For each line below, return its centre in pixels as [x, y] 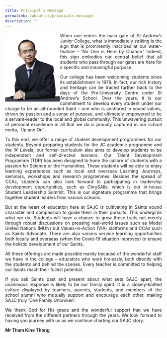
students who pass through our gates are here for [111, 62]
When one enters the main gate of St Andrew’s [111, 36]
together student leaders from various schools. [53, 198]
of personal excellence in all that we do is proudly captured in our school [83, 125]
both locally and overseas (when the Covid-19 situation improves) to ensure [83, 239]
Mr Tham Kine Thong [27, 330]
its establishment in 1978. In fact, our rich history [111, 83]
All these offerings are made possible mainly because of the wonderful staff [83, 254]
